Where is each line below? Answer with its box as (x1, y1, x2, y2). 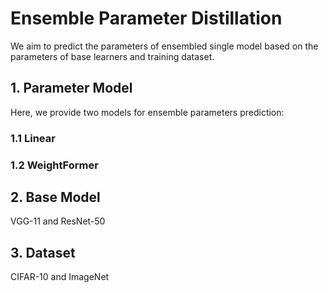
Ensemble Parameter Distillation (10, 7, 283, 30)
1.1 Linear (10, 131, 56, 145)
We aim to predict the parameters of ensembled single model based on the (10, 40, 319, 52)
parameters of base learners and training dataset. (10, 50, 215, 62)
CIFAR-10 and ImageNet (10, 271, 110, 283)
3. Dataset (10, 244, 76, 261)
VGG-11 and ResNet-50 (10, 215, 106, 227)
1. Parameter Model (10, 80, 133, 97)
